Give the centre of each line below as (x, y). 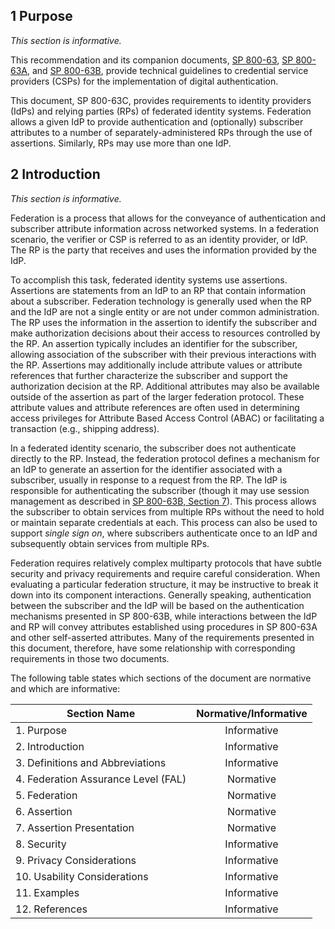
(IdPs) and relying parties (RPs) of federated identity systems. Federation (161, 111)
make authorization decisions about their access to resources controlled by (165, 333)
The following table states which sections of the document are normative (161, 678)
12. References (51, 909)
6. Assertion (44, 811)
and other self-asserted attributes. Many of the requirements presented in (162, 637)
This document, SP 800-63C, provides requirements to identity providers (161, 100)
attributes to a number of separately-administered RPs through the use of (161, 132)
